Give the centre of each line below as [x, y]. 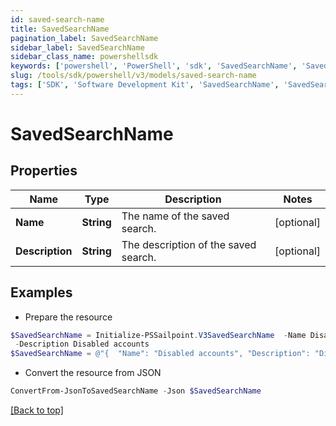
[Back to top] [37, 410]
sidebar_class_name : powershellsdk [84, 57]
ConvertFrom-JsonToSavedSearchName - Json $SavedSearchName [136, 391]
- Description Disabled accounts [82, 344]
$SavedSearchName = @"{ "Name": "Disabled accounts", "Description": [160, 354]
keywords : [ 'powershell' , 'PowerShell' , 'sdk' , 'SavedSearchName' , [154, 66]
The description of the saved [189, 244]
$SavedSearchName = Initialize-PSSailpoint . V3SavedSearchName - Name [158, 335]
